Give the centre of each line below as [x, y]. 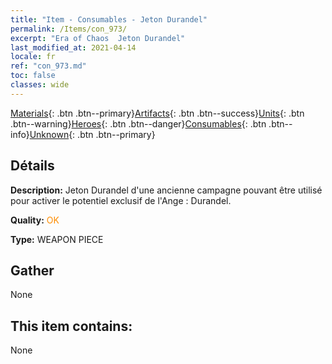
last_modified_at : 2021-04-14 [73, 47]
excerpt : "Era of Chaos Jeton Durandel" [98, 38]
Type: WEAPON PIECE [57, 239]
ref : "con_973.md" [48, 66]
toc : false [33, 76]
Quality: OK [35, 220]
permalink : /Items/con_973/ [69, 29]
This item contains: [71, 326]
